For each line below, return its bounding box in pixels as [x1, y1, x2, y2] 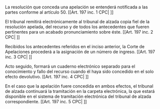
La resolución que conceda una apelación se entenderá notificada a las [5, 4, 148, 10]
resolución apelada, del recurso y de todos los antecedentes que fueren [5, 24, 150, 30]
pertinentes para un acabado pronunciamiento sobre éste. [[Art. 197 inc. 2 [5, 29, 153, 35]
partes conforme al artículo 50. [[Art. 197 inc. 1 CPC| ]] [5, 9, 114, 15]
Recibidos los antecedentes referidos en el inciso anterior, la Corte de [5, 44, 145, 49]
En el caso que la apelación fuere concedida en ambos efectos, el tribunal [5, 83, 154, 89]
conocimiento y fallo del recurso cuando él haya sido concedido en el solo [5, 69, 154, 74]
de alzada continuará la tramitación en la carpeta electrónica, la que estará [5, 89, 155, 94]
